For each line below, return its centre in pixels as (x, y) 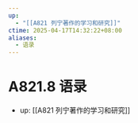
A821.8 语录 (48, 87)
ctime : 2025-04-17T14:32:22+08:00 (65, 30)
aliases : (23, 38)
